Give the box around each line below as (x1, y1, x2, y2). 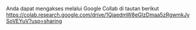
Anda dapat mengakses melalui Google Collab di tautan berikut (6, 5, 159, 12)
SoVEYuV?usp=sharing (6, 18, 62, 24)
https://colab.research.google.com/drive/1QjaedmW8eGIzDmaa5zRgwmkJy (6, 11, 190, 18)
